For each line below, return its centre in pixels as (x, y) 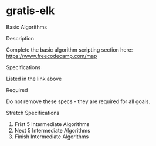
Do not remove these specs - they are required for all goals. (78, 101)
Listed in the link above (34, 79)
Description (20, 38)
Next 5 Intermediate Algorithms (52, 130)
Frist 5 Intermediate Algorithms (52, 124)
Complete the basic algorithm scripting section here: (69, 50)
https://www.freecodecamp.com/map (52, 56)
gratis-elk (30, 11)
